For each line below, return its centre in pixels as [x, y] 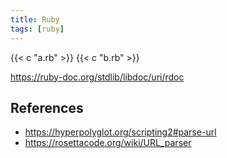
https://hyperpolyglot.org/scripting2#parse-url [120, 132]
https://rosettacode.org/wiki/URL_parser [108, 143]
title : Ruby [35, 19]
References [47, 107]
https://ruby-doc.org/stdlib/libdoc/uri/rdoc [97, 77]
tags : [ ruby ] [37, 29]
